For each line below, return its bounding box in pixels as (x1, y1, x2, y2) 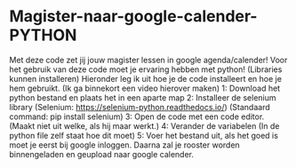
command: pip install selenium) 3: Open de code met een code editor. (9, 111, 265, 122)
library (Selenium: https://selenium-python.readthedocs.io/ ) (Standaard (9, 101, 271, 112)
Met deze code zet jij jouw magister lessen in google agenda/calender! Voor (9, 54, 288, 65)
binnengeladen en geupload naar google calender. (9, 148, 194, 159)
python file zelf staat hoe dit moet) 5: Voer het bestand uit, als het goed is (9, 130, 278, 140)
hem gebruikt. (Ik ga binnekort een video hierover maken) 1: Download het (9, 83, 281, 93)
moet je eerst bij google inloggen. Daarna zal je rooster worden (9, 140, 240, 150)
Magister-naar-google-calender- (9, 6, 258, 27)
